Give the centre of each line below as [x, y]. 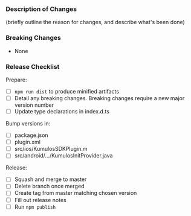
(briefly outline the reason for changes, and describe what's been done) [95, 22]
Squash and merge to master [50, 179]
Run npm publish [35, 206]
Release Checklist [33, 66]
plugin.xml [27, 142]
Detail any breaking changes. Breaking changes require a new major [99, 98]
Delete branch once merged [49, 186]
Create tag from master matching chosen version [76, 193]
